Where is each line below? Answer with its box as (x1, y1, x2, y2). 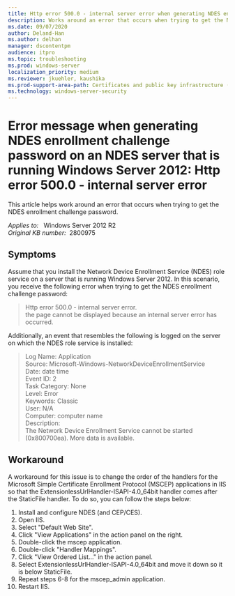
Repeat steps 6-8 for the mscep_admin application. (17, 574, 166, 583)
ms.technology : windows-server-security (8, 88, 128, 95)
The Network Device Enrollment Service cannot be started (24, 426, 193, 434)
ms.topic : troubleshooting (8, 56, 86, 63)
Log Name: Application (24, 352, 91, 360)
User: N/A (24, 404, 54, 412)
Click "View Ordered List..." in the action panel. (17, 552, 153, 561)
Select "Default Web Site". (17, 523, 93, 531)
